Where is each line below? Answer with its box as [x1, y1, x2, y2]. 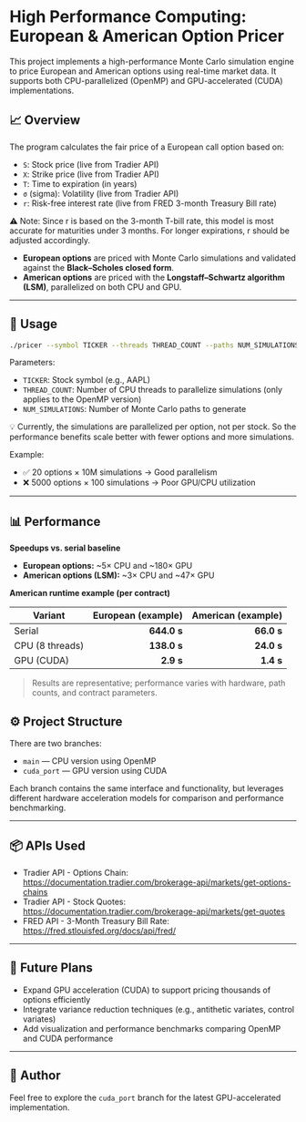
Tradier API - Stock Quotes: [22, 896, 127, 907]
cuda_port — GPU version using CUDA [22, 766, 168, 777]
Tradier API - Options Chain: [22, 867, 129, 878]
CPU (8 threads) [14, 640, 85, 653]
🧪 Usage [9, 316, 57, 332]
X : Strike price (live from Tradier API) [22, 169, 159, 180]
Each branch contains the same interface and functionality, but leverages [9, 783, 284, 794]
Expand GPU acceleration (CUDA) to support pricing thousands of [22, 984, 271, 995]
